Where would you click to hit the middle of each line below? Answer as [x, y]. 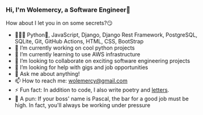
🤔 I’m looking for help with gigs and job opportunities [81, 67]
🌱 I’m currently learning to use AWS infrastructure [77, 54]
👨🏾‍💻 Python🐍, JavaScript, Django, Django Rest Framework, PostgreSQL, [106, 35]
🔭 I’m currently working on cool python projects [75, 48]
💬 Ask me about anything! [47, 74]
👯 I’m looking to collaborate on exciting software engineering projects [102, 61]
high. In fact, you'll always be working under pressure [82, 105]
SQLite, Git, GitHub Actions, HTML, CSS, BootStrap [79, 42]
